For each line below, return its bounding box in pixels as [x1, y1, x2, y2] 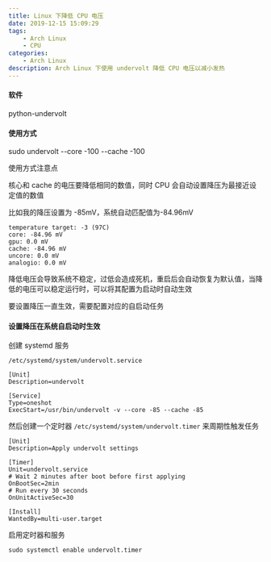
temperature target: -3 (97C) [8, 223, 110, 232]
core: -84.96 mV [8, 231, 63, 239]
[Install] [8, 508, 42, 516]
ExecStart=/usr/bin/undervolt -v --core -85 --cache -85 [8, 406, 204, 414]
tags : [8, 27, 27, 35]
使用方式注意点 [8, 163, 58, 173]
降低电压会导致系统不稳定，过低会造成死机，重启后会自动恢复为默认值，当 [8, 274, 256, 284]
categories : [8, 49, 48, 57]
